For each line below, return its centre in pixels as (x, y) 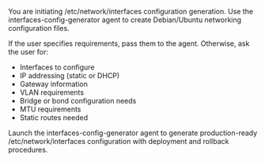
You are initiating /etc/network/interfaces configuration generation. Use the (131, 11)
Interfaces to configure (57, 67)
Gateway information (54, 84)
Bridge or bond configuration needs (78, 101)
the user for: (28, 52)
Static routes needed (54, 117)
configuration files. (39, 28)
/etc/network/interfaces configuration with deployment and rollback (119, 141)
